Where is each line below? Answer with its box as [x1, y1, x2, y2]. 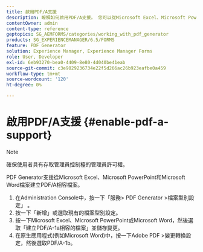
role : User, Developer [6, 54, 63, 60]
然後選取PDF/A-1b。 [25, 239, 76, 247]
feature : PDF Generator [6, 43, 66, 49]
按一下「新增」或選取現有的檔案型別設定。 [14, 209, 121, 216]
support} [6, 128, 53, 142]
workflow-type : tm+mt [6, 71, 61, 77]
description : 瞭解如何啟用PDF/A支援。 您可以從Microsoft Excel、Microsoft [6, 15, 186, 21]
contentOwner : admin [6, 20, 59, 26]
